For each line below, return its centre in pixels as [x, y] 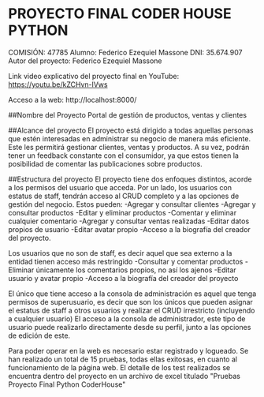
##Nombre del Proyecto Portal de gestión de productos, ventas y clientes [127, 114]
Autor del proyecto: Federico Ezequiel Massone [86, 61]
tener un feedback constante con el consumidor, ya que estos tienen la [123, 155]
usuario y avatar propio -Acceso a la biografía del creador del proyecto [123, 278]
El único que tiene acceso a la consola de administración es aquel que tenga [132, 294]
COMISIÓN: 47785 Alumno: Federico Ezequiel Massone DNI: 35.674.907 [125, 52]
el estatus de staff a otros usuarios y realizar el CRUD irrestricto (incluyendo [132, 310]
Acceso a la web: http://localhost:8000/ [73, 99]
